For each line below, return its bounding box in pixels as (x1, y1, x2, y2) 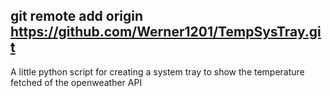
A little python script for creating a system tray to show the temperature (10, 65, 305, 78)
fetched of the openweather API (10, 76, 143, 88)
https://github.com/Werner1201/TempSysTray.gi (10, 24, 322, 41)
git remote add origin (10, 8, 144, 25)
